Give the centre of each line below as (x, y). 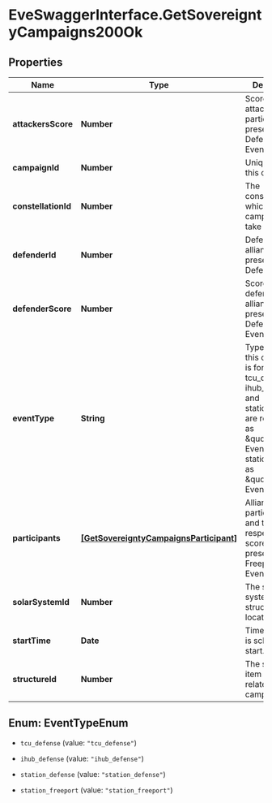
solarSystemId (41, 602)
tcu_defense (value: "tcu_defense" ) (79, 743)
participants (36, 538)
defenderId (34, 255)
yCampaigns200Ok (76, 32)
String (93, 418)
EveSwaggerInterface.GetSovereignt (135, 15)
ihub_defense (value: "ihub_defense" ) (82, 758)
